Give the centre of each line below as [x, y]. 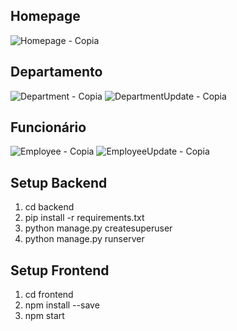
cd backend [49, 207]
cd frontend [49, 295]
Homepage [45, 16]
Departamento [56, 72]
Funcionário [48, 127]
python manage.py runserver [84, 239]
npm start [44, 316]
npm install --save [62, 305]
